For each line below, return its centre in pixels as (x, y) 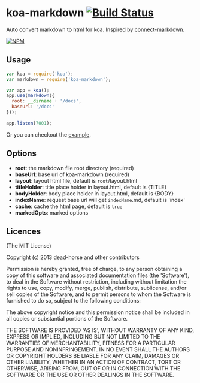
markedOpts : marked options (51, 212)
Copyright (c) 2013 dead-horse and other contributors (73, 257)
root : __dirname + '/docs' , (47, 101)
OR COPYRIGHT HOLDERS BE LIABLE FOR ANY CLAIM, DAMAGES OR (93, 356)
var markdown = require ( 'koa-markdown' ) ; (59, 79)
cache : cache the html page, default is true (69, 206)
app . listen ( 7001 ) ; (29, 123)
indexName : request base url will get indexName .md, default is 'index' (100, 200)
